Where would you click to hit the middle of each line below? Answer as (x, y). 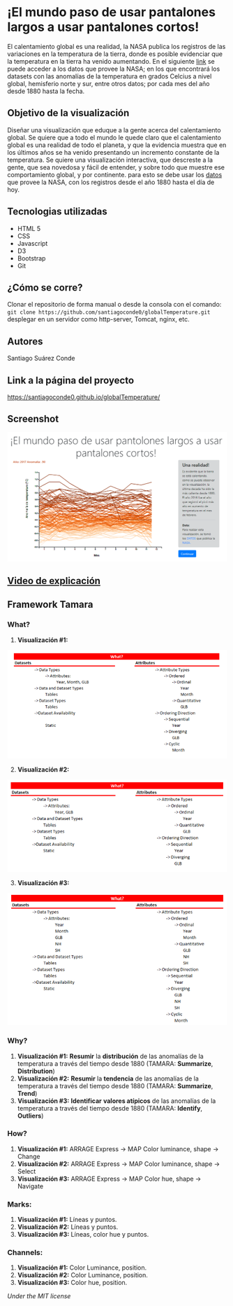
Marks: (20, 1204)
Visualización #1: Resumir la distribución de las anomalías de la (110, 1056)
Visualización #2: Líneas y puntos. (68, 1227)
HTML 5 (29, 228)
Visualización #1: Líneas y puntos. (67, 1220)
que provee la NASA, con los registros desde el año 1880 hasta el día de (111, 182)
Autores (25, 341)
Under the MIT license (39, 1296)
